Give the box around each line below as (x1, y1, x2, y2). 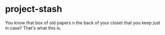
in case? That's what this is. (5, 25, 62, 31)
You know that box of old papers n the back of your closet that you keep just (5, 20, 161, 26)
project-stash (5, 3, 63, 15)
